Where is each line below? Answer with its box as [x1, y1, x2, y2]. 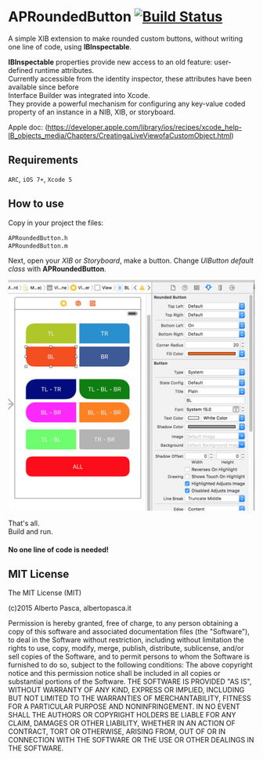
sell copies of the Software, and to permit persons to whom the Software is [8, 652, 250, 662]
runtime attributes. [34, 65, 95, 74]
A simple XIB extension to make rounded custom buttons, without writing [8, 34, 243, 43]
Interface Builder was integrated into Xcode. [8, 90, 150, 100]
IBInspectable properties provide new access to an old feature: [8, 57, 213, 67]
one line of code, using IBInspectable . [8, 42, 131, 51]
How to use [8, 197, 64, 211]
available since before [8, 82, 80, 92]
